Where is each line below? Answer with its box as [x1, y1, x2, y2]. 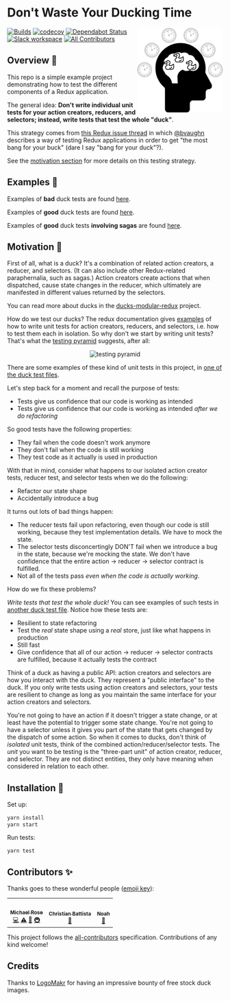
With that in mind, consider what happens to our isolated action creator [7, 467, 207, 475]
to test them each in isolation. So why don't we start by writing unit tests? [7, 329, 214, 338]
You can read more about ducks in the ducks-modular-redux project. [7, 302, 201, 310]
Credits [7, 961, 40, 972]
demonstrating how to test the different [7, 80, 118, 89]
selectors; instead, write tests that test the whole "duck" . [7, 115, 174, 123]
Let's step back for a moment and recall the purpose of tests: [7, 384, 180, 392]
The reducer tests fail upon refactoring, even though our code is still [16, 521, 209, 529]
